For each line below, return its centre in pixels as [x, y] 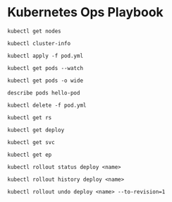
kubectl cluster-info [39, 43]
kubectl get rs [30, 117]
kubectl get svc [31, 142]
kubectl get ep [30, 155]
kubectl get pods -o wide [45, 81]
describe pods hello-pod [44, 93]
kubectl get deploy [36, 130]
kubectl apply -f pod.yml [45, 56]
